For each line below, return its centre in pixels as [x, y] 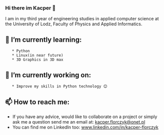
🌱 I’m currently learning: [44, 39]
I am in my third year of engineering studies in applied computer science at [82, 19]
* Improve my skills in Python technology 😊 [60, 86]
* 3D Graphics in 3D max [38, 60]
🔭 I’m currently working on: [48, 75]
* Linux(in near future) [38, 56]
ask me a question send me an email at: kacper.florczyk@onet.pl [79, 122]
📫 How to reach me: [37, 102]
